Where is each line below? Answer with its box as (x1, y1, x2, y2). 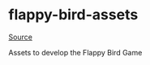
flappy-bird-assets (8, 6, 139, 24)
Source (8, 32, 32, 42)
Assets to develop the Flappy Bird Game (8, 47, 143, 57)
